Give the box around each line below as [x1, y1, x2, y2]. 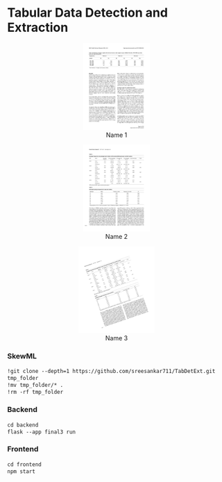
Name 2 [105, 232, 128, 240]
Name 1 [105, 131, 128, 139]
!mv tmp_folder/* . [7, 382, 64, 389]
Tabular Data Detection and [7, 5, 169, 21]
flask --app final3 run [7, 429, 76, 435]
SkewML [7, 351, 37, 360]
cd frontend [7, 460, 42, 468]
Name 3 [105, 333, 128, 342]
